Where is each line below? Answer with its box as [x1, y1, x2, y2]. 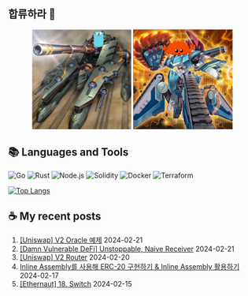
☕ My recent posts [8, 209, 102, 223]
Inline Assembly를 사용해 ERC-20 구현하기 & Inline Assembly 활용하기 [19, 262, 240, 272]
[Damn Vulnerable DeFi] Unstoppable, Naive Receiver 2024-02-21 [19, 244, 235, 254]
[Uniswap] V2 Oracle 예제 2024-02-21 [19, 235, 143, 245]
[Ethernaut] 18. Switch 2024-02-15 [19, 279, 132, 289]
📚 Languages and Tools [8, 145, 129, 159]
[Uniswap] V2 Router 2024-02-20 [19, 253, 130, 262]
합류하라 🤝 [8, 7, 57, 21]
